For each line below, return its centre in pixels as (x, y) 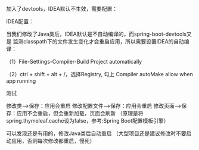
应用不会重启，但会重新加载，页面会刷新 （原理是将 (80, 113)
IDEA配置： (20, 21)
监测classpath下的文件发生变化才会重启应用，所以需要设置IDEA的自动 (99, 41)
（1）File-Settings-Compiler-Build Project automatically (74, 62)
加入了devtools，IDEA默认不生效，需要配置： (62, 9)
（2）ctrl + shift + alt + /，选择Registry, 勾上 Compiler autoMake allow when (100, 74)
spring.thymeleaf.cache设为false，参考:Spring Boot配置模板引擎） (88, 121)
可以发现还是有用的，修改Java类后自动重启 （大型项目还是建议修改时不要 (96, 133)
